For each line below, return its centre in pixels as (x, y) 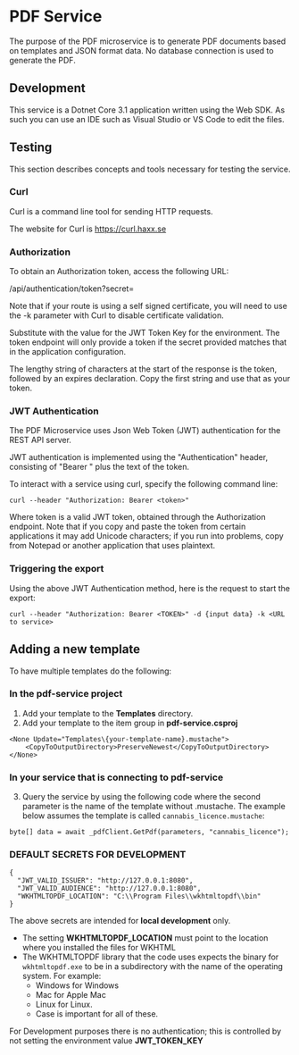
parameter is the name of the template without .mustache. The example (154, 807)
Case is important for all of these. (97, 1014)
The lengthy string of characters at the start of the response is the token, (143, 369)
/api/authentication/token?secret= (72, 289)
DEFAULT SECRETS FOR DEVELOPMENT (98, 855)
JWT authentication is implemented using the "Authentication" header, (139, 457)
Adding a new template (75, 649)
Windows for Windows (77, 985)
